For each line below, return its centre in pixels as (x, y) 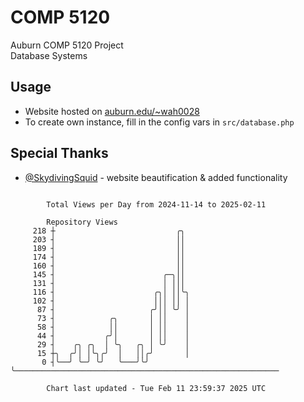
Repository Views (82, 222)
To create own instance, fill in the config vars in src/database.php (159, 122)
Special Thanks (59, 153)
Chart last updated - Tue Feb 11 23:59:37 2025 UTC (156, 388)
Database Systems (49, 55)
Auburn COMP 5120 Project (67, 45)
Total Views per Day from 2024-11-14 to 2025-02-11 (156, 204)
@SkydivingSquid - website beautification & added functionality (156, 177)
